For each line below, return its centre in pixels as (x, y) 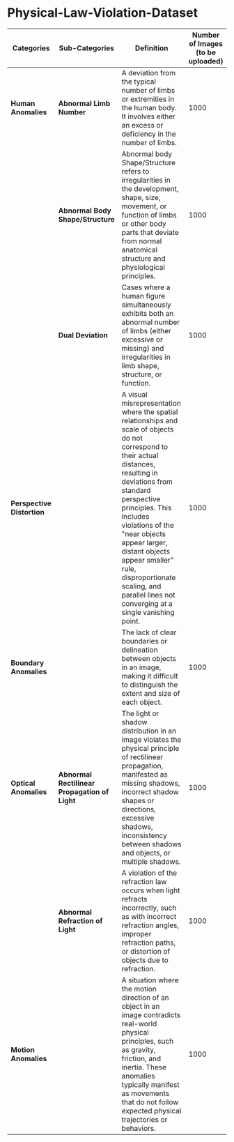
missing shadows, (151, 783)
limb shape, (140, 365)
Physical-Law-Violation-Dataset (103, 13)
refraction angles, (150, 925)
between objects (149, 658)
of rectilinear (142, 756)
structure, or (142, 374)
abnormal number (151, 322)
